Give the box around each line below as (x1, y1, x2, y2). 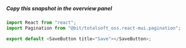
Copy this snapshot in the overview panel (6, 5, 112, 12)
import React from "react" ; (6, 20, 77, 25)
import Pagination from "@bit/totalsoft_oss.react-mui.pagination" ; (6, 25, 181, 31)
